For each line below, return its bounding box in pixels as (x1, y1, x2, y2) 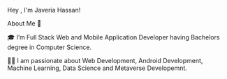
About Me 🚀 (7, 19, 42, 27)
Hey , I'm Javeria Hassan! (7, 6, 81, 14)
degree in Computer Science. (7, 43, 92, 51)
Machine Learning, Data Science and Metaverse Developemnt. (7, 64, 187, 72)
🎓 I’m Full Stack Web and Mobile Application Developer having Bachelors (7, 33, 220, 41)
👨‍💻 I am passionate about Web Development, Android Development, (7, 57, 203, 64)
